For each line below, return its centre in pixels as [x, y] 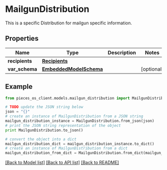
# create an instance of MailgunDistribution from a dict [66, 148]
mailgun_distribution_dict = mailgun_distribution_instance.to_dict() [80, 144]
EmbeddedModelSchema [73, 69]
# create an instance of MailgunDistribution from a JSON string [74, 116]
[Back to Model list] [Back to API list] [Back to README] [62, 163]
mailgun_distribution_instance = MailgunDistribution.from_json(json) [80, 121]
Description [122, 52]
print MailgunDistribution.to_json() [44, 130]
